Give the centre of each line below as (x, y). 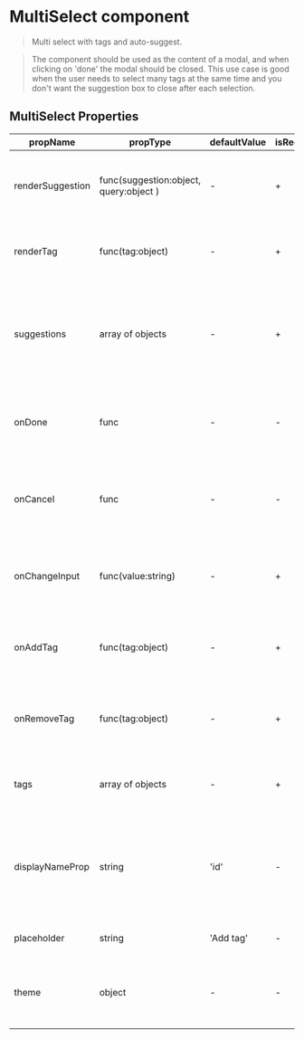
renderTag (36, 251)
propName (52, 142)
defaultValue (238, 142)
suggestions (40, 334)
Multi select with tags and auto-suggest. (107, 42)
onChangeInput (47, 576)
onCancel (34, 499)
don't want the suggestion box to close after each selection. (143, 88)
